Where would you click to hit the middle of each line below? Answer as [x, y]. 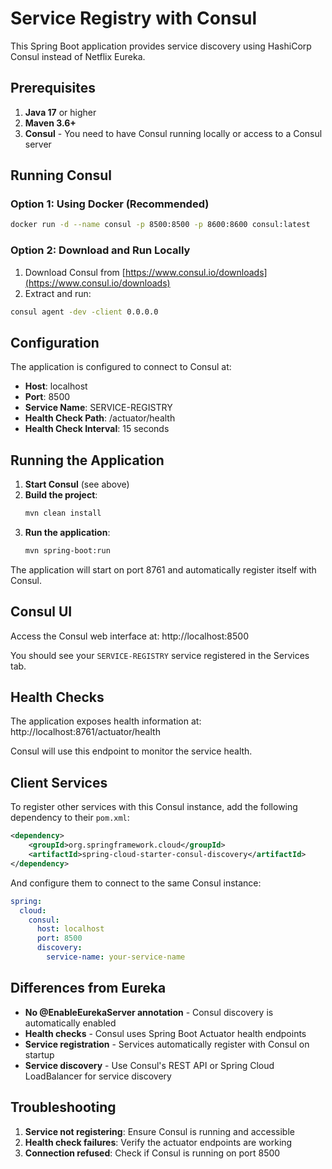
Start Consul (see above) [77, 484]
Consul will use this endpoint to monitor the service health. [131, 751]
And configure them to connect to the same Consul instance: [136, 883]
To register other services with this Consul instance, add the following [154, 807]
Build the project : [61, 495]
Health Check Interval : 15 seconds [97, 429]
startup [39, 1054]
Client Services [59, 782]
